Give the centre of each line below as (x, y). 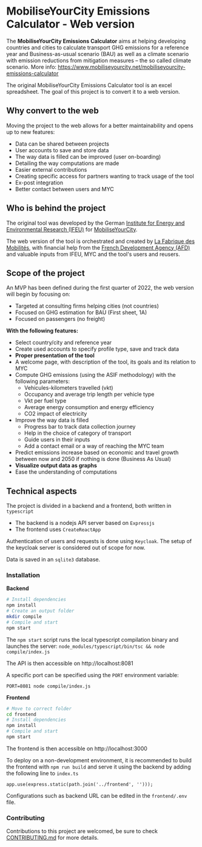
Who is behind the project (56, 208)
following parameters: (42, 381)
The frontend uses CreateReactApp (58, 529)
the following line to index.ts (42, 773)
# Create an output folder (40, 611)
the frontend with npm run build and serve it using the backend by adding (99, 767)
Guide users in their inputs (57, 440)
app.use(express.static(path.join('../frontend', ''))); (80, 784)
